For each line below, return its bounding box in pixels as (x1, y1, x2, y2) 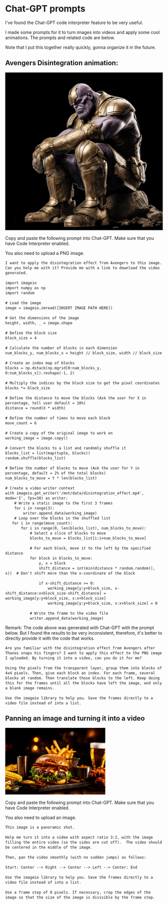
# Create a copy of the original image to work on (5, 430, 113, 435)
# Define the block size (5, 330, 57, 335)
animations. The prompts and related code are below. (5, 35, 115, 41)
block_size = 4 (5, 335, 37, 340)
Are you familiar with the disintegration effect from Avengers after (5, 645, 155, 651)
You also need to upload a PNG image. (5, 250, 85, 256)
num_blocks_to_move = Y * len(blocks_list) (5, 476, 97, 481)
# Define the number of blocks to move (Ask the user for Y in (5, 466, 140, 471)
